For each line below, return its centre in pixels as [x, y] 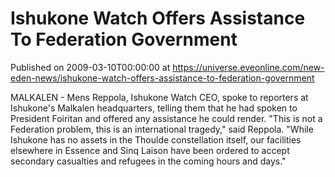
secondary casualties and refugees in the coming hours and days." [148, 161]
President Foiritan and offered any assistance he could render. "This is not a [166, 118]
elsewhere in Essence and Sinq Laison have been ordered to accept [150, 150]
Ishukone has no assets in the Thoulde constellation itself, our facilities [156, 139]
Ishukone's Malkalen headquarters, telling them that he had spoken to [154, 108]
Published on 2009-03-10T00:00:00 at [90, 67]
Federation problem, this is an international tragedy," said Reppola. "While [162, 129]
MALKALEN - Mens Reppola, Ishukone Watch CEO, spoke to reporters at [159, 97]
